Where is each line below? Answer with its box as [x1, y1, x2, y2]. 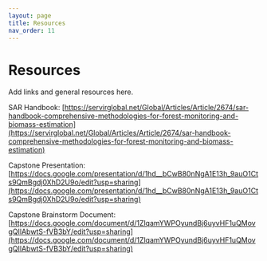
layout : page [8, 11, 52, 20]
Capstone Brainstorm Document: [8, 210, 116, 219]
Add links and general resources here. [8, 87, 134, 97]
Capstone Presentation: [8, 160, 86, 170]
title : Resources [8, 19, 66, 27]
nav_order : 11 [8, 26, 56, 34]
